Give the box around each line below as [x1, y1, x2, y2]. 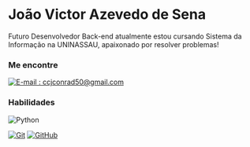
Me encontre [8, 59, 58, 70]
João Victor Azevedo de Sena [8, 6, 207, 24]
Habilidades [8, 97, 55, 108]
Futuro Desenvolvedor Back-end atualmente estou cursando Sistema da [8, 31, 242, 41]
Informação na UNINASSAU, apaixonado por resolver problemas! [8, 39, 219, 49]
